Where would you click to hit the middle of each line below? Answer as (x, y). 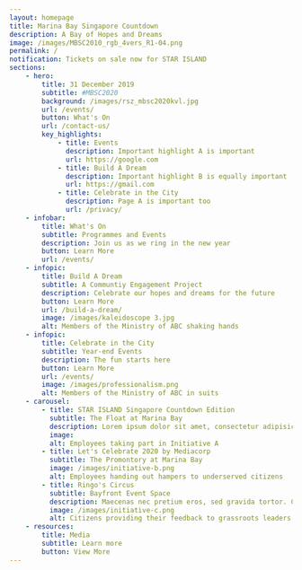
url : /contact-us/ (76, 127)
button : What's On (76, 118)
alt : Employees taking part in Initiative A (134, 443)
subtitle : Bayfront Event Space (110, 493)
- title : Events (88, 143)
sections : (28, 68)
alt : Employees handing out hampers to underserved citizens (166, 477)
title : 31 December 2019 (88, 84)
